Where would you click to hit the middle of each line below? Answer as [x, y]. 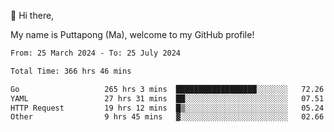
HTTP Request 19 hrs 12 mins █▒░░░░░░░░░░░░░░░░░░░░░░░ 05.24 [167, 108]
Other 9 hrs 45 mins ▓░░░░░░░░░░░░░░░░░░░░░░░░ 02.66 [167, 117]
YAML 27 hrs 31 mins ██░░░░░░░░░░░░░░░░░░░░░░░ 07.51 [167, 98]
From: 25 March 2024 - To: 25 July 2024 [96, 53]
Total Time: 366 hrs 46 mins [71, 71]
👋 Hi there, [32, 15]
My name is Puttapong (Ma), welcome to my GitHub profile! [132, 34]
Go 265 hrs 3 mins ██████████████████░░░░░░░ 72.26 [167, 89]
